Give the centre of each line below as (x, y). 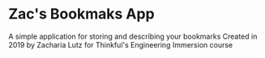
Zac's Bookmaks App (82, 14)
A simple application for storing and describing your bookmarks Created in (133, 36)
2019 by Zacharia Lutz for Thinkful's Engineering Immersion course (121, 44)
